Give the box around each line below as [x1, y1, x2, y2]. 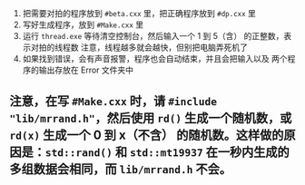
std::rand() [44, 146, 113, 160]
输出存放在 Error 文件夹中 [38, 64, 134, 75]
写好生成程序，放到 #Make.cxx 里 [22, 19, 144, 30]
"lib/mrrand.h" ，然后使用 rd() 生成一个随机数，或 [9, 111, 292, 126]
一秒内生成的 [217, 144, 290, 161]
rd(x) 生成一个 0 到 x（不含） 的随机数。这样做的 [9, 128, 284, 143]
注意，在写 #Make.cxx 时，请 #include [9, 93, 218, 109]
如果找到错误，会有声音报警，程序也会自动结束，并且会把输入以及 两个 [22, 54, 288, 63]
